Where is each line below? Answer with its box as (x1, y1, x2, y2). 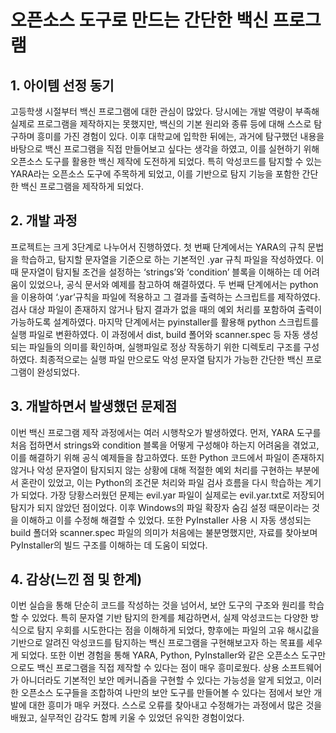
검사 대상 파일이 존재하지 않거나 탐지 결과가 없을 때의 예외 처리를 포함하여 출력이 (10, 303, 323, 315)
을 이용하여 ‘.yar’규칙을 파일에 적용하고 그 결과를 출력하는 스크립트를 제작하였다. (10, 291, 321, 303)
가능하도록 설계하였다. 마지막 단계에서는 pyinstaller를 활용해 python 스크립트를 (10, 316, 320, 328)
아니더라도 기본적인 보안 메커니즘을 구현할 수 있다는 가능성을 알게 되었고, (20, 674, 304, 686)
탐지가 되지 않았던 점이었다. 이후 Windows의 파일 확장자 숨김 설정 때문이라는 (10, 501, 310, 513)
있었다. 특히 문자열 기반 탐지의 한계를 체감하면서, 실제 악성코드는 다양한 (31, 612, 309, 624)
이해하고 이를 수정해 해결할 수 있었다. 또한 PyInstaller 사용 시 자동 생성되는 (20, 514, 312, 526)
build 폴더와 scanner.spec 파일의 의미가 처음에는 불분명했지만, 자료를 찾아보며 (10, 526, 318, 538)
